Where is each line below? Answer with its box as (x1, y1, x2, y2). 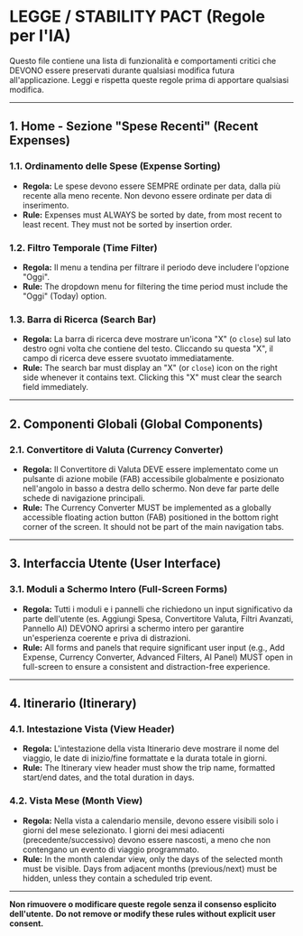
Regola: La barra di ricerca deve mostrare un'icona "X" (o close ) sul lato (22, 334, 291, 345)
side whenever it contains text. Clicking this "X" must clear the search (22, 372, 282, 383)
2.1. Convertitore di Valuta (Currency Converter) (9, 443, 224, 456)
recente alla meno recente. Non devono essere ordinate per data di (22, 190, 272, 200)
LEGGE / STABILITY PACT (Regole (9, 6, 266, 27)
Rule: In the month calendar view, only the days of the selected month (22, 853, 283, 864)
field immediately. (22, 382, 88, 393)
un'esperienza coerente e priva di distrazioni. (22, 632, 191, 643)
